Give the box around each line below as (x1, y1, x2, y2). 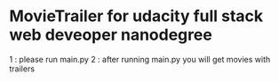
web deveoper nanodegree (9, 25, 213, 45)
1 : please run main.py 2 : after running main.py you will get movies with (9, 54, 271, 64)
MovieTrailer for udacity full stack (9, 6, 264, 26)
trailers (9, 63, 36, 74)
